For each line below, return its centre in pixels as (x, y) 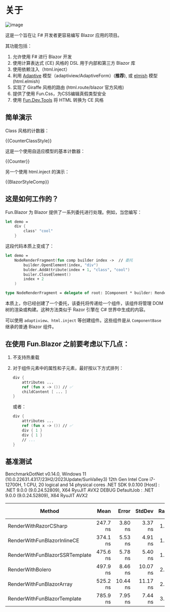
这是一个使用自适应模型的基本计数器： (45, 151)
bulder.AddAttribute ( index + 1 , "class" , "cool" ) (77, 270)
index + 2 (34, 279)
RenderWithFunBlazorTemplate (45, 599)
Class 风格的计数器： (27, 130)
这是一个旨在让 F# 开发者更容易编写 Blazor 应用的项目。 (64, 35)
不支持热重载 (26, 357)
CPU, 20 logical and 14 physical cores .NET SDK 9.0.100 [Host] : (93, 485)
